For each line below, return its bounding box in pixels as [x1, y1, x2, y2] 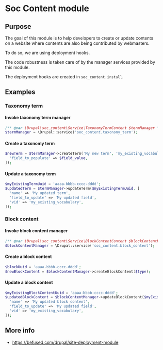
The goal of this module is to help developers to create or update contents [5, 35, 154, 41]
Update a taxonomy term [5, 171, 56, 177]
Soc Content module [5, 3, 89, 14]
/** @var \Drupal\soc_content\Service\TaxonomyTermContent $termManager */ [5, 125, 162, 130]
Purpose [5, 22, 32, 31]
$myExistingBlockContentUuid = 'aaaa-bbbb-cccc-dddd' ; [5, 290, 118, 295]
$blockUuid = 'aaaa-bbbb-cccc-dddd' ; [5, 264, 81, 269]
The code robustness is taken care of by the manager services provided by [5, 59, 155, 65]
